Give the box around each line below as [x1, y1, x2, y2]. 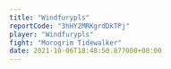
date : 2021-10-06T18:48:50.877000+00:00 [9, 47, 163, 56]
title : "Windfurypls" [9, 13, 90, 22]
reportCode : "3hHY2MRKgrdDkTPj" [9, 22, 130, 30]
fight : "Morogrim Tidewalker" [9, 38, 123, 47]
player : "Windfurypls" [9, 30, 94, 39]
